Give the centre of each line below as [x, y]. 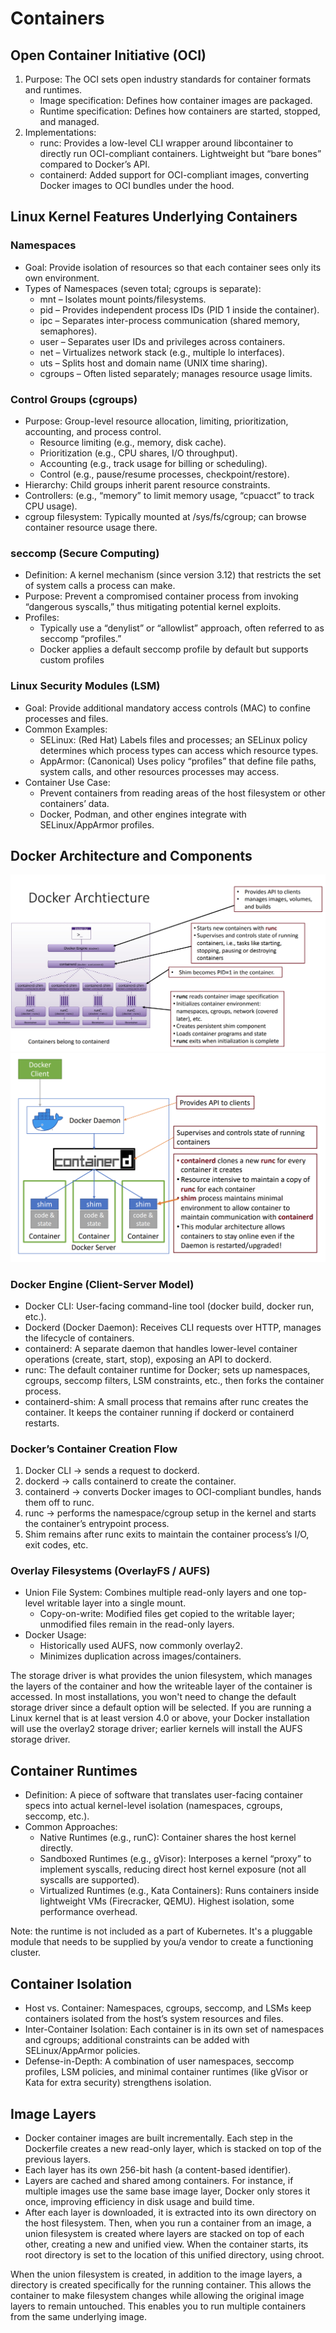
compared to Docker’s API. [95, 164]
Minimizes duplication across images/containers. [140, 1656]
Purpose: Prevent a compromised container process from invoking [161, 596]
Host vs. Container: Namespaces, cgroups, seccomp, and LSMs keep [168, 2008]
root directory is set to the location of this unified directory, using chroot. [174, 2254]
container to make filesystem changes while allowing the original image [157, 2295]
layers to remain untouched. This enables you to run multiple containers [158, 2306]
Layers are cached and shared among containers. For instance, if [159, 2180]
